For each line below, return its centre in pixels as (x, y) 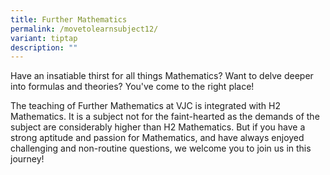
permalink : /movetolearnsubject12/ (84, 29)
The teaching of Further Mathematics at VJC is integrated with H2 (145, 106)
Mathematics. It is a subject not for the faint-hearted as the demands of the (165, 117)
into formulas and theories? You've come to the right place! (132, 87)
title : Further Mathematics (69, 19)
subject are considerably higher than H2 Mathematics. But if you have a (158, 127)
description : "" (44, 47)
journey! (27, 159)
